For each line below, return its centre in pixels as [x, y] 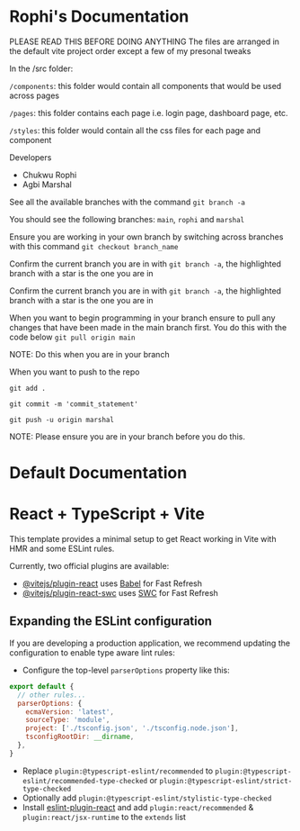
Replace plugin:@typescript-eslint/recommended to [118, 771]
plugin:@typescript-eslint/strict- [226, 781]
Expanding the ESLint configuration [111, 622]
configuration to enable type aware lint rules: [92, 652]
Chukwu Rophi [49, 175]
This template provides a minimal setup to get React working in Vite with [143, 539]
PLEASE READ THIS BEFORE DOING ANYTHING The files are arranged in [145, 41]
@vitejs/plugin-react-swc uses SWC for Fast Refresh [120, 593]
